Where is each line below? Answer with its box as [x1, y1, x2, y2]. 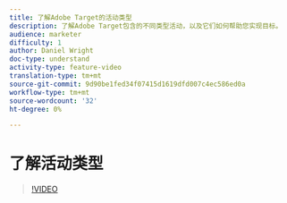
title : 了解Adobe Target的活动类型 [9, 13, 132, 22]
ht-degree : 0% [9, 105, 63, 114]
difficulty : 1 [9, 38, 63, 47]
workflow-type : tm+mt [9, 88, 90, 97]
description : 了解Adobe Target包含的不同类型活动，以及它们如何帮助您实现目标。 [9, 21, 283, 30]
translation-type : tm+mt [9, 72, 102, 80]
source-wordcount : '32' [9, 96, 98, 106]
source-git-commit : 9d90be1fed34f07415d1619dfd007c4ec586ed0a [9, 80, 246, 89]
